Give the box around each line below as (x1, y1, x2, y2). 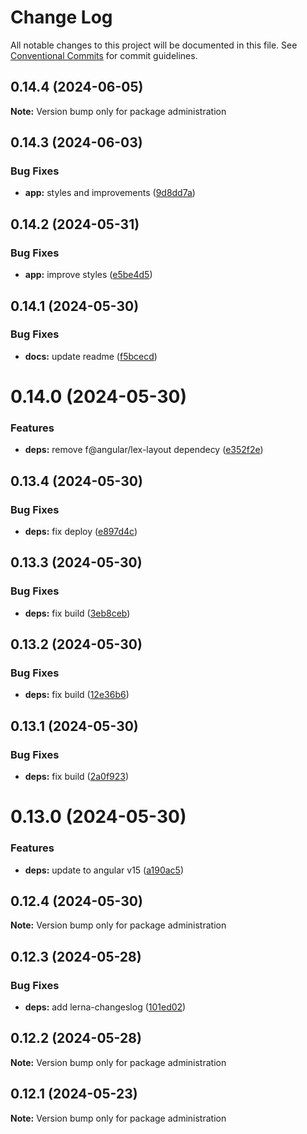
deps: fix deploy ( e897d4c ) (24, 525, 138, 537)
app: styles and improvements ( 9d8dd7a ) (24, 187, 196, 199)
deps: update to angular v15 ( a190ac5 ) (24, 864, 185, 876)
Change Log (10, 6, 113, 29)
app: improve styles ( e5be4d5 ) (24, 269, 153, 281)
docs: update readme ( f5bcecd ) (24, 350, 158, 362)
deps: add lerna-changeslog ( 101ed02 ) (24, 1001, 187, 1013)
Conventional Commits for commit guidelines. (10, 49, 198, 61)
